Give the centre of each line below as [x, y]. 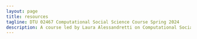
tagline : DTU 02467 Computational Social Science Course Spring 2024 [93, 22]
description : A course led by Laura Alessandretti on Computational [91, 27]
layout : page [22, 11]
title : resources [27, 17]
